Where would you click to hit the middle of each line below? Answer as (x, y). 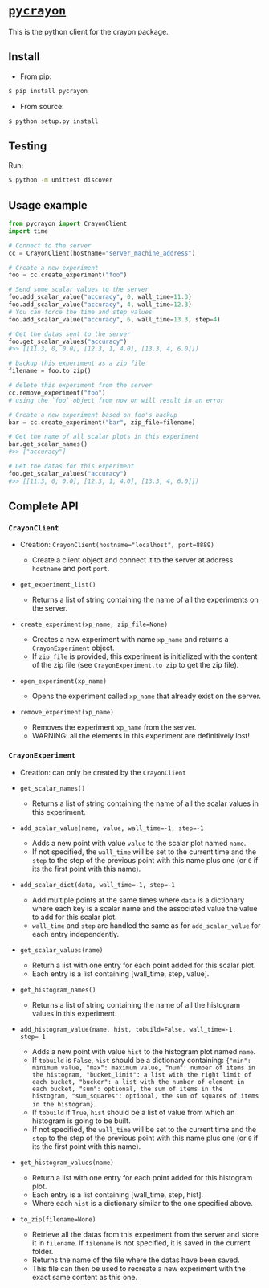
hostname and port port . (71, 569)
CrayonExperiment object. (73, 648)
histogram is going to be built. (81, 1121)
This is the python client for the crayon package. (88, 31)
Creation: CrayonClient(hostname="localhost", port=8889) (117, 545)
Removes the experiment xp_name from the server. (114, 727)
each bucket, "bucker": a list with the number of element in (138, 1082)
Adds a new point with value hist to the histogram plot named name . (144, 1051)
